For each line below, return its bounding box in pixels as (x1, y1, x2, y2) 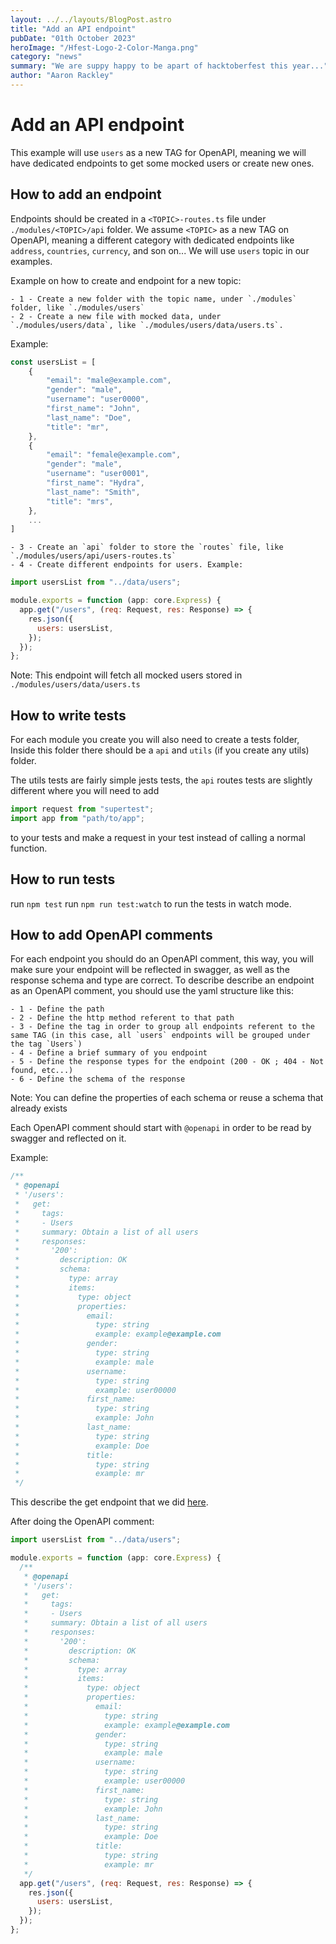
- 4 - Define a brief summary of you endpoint (10, 1048, 208, 1058)
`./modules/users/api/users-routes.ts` (10, 551, 177, 561)
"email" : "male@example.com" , (46, 376, 172, 386)
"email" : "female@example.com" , (46, 450, 182, 460)
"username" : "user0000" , (46, 394, 150, 405)
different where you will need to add (10, 785, 160, 797)
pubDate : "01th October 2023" (10, 33, 137, 43)
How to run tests (10, 871, 116, 888)
